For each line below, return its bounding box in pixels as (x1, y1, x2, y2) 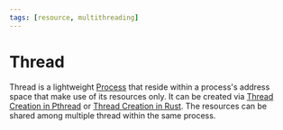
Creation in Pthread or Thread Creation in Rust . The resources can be (9, 100, 268, 111)
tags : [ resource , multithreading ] (9, 13, 140, 22)
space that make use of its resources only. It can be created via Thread (9, 91, 274, 101)
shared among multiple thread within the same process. (9, 109, 216, 121)
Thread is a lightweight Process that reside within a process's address (9, 82, 270, 92)
